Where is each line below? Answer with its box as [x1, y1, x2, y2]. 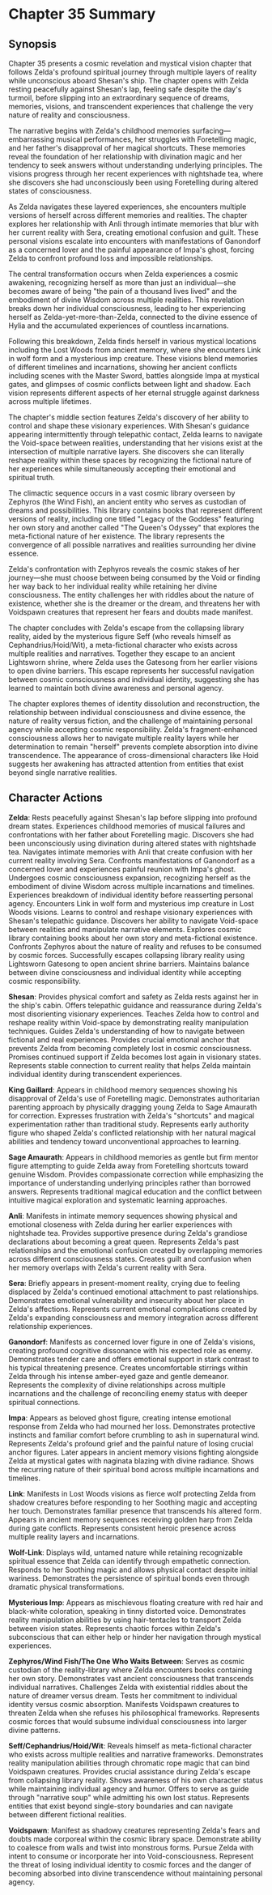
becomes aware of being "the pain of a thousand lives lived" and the [8, 287, 237, 296]
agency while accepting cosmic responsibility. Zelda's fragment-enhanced [8, 725, 257, 734]
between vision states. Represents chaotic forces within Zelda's [8, 1623, 221, 1633]
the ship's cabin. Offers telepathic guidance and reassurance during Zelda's [8, 1000, 262, 1010]
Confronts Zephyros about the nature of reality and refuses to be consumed [8, 941, 261, 952]
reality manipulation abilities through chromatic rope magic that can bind [8, 1758, 250, 1768]
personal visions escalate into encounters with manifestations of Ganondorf [8, 236, 261, 245]
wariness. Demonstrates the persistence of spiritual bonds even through [8, 1573, 249, 1583]
